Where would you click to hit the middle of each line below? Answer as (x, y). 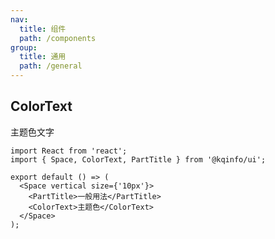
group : (24, 47)
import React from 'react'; (69, 151)
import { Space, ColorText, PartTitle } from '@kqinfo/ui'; (138, 159)
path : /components (58, 38)
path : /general (51, 66)
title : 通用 (43, 57)
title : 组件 (43, 29)
